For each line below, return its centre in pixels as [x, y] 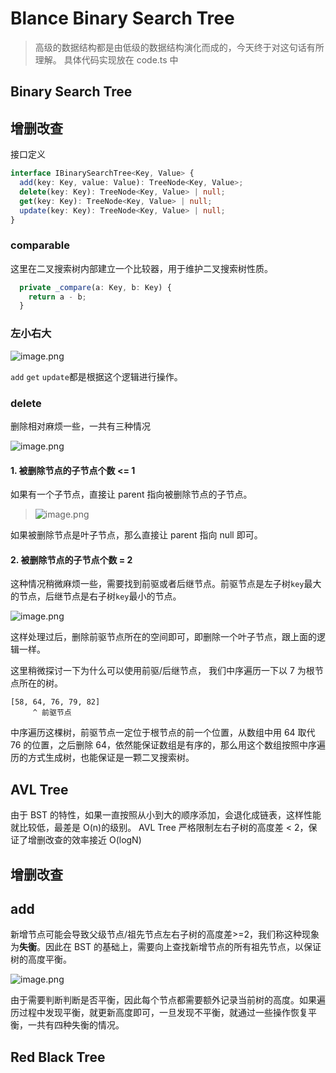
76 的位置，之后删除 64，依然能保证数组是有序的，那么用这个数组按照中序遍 [168, 745]
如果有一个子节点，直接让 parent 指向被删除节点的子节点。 [131, 494]
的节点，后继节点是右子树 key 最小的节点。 [96, 596]
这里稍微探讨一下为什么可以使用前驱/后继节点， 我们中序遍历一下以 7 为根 [162, 671]
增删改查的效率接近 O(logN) [84, 840]
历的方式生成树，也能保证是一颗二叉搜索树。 [102, 758]
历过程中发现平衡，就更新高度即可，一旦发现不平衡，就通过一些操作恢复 [159, 1013]
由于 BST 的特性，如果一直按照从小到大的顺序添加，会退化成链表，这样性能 [166, 815]
